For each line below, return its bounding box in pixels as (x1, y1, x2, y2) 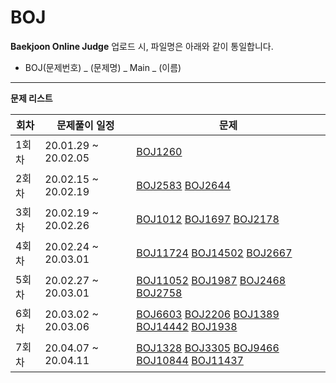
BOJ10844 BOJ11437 (136, 353, 244, 367)
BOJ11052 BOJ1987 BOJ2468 (136, 273, 287, 287)
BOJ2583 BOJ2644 (136, 178, 232, 192)
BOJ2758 (136, 286, 183, 300)
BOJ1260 (136, 144, 183, 158)
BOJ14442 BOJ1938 (136, 319, 238, 333)
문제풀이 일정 (56, 118, 115, 132)
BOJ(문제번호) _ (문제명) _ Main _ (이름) (24, 61, 182, 73)
